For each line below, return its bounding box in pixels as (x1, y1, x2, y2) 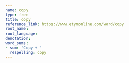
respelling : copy (10, 50, 47, 55)
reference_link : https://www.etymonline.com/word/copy (5, 21, 124, 27)
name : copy (5, 7, 29, 13)
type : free (5, 12, 29, 17)
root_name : (5, 26, 29, 31)
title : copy (5, 17, 31, 22)
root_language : (5, 31, 38, 36)
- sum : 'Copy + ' (5, 45, 42, 50)
